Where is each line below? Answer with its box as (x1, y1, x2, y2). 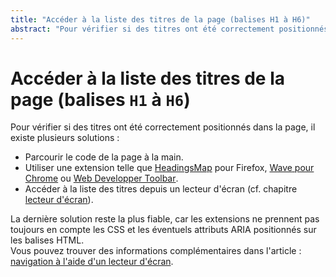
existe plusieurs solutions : (10, 132, 120, 144)
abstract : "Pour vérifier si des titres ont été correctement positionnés (10, 24, 329, 34)
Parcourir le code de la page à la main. (24, 151, 184, 163)
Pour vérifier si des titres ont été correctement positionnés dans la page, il (10, 121, 316, 133)
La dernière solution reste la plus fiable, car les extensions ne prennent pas (10, 213, 320, 225)
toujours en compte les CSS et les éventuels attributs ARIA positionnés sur (10, 224, 317, 236)
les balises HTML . (10, 234, 85, 246)
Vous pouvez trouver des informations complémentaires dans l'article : (10, 245, 302, 257)
